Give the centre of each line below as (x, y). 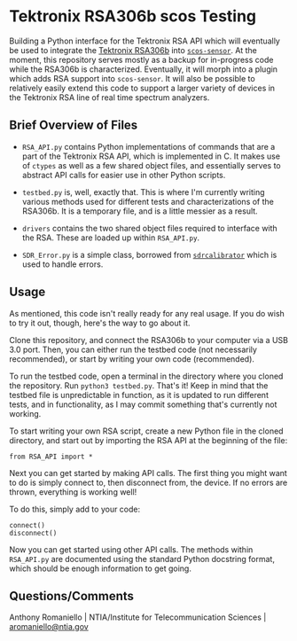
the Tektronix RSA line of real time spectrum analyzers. (109, 97)
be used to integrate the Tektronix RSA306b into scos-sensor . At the (133, 50)
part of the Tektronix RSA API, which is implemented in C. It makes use (151, 156)
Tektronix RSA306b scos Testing (133, 16)
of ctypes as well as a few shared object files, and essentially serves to (151, 165)
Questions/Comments (72, 596)
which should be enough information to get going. (101, 568)
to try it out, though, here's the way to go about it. (100, 323)
